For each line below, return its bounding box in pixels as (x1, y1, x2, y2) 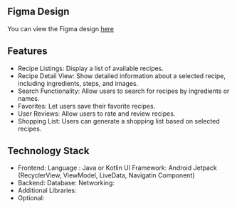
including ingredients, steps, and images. (17, 79, 139, 87)
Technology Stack (7, 145, 90, 157)
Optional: (17, 194, 45, 202)
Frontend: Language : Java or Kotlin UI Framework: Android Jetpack (17, 163, 217, 173)
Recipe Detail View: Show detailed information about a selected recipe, (17, 71, 226, 80)
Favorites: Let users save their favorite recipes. (17, 102, 156, 110)
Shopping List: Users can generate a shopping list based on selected (17, 116, 221, 125)
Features (7, 45, 48, 58)
